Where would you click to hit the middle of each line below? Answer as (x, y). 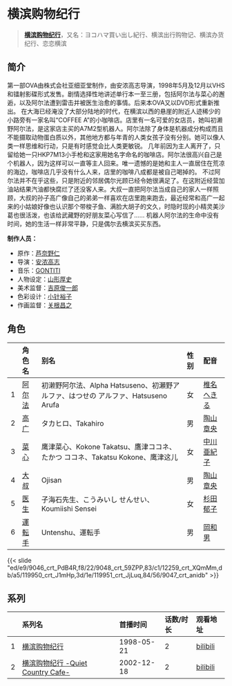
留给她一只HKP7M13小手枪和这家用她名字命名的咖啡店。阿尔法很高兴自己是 (115, 154)
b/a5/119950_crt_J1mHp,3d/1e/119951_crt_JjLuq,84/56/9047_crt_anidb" (108, 575)
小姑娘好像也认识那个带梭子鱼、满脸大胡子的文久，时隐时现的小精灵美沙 (122, 206)
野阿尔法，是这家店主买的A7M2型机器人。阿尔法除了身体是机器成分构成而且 (115, 128)
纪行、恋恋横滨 (45, 43)
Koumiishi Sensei (69, 508)
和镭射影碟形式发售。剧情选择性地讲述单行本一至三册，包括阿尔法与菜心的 (113, 93)
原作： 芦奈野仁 (38, 253)
